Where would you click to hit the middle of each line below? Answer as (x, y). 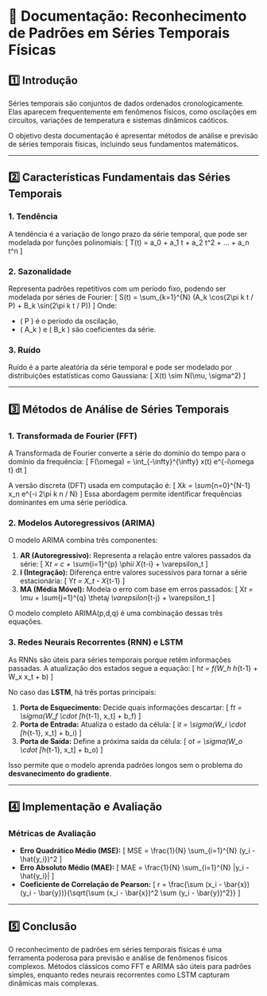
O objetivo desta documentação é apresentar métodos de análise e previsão (133, 136)
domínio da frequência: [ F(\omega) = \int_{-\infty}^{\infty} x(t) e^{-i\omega (131, 461)
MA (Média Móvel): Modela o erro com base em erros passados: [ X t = (136, 589)
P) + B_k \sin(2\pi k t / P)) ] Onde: (63, 305)
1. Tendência (33, 216)
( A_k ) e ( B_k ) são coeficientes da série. (88, 329)
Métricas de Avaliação (52, 833)
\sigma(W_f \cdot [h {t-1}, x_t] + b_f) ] (80, 715)
